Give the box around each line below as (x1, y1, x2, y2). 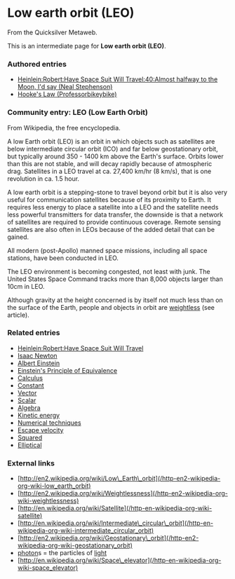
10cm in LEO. (7, 282, 45, 290)
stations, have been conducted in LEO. (7, 254, 119, 262)
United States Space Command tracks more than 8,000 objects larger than (7, 275, 223, 283)
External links (7, 458, 55, 468)
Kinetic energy (17, 411, 60, 419)
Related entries (7, 328, 60, 338)
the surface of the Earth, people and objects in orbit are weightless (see (7, 303, 215, 311)
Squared (17, 433, 43, 442)
